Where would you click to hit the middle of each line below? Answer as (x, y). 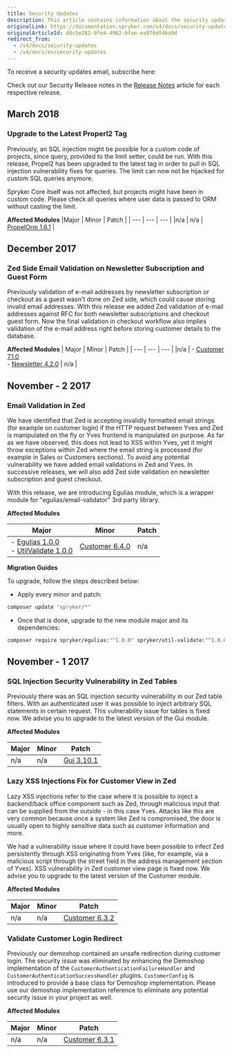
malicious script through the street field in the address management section (115, 861)
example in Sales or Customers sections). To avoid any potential (98, 457)
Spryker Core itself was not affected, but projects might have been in (105, 191)
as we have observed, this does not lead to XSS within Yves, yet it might (110, 442)
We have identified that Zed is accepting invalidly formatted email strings (111, 420)
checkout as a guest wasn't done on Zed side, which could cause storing (111, 299)
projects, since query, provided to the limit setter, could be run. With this (110, 156)
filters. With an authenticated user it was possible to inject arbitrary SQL (109, 704)
